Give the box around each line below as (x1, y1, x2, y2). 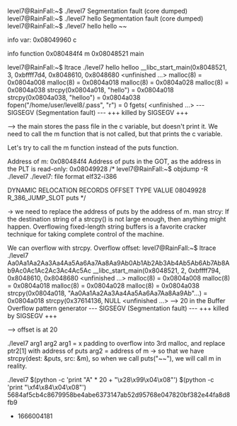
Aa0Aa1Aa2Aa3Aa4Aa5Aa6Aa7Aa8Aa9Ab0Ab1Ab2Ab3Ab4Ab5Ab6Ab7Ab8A (7, 259, 230, 267)
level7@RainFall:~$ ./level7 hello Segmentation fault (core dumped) (7, 14, 204, 23)
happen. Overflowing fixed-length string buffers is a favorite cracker (7, 222, 207, 231)
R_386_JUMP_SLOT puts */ (7, 194, 86, 202)
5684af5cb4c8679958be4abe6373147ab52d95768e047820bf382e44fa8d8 (7, 390, 231, 399)
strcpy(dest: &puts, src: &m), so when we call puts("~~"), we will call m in (7, 354, 221, 362)
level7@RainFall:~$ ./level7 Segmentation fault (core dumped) (7, 7, 188, 15)
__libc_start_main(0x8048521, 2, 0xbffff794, (93, 266, 221, 275)
